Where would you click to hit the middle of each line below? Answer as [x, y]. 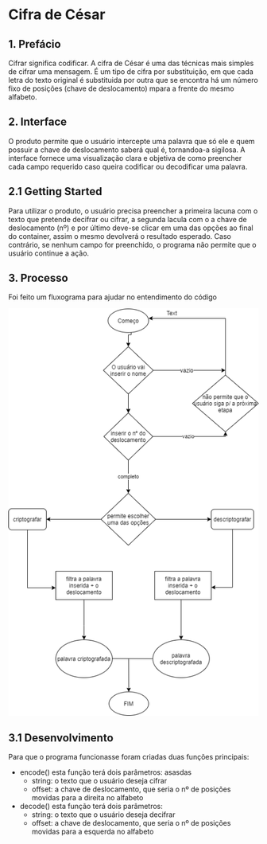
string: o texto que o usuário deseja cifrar [99, 781]
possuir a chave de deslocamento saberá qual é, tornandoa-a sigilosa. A [127, 150]
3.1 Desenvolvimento [61, 738]
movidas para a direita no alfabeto [87, 798]
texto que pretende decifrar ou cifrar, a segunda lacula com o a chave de [128, 219]
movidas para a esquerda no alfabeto [93, 832]
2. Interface [38, 122]
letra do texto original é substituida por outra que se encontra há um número [133, 80]
